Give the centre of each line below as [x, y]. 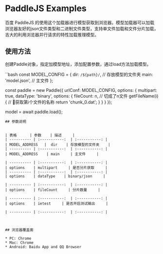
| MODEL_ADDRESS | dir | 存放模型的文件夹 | [58, 144]
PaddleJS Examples [46, 8]
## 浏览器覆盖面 [19, 230]
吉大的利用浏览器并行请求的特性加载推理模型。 [52, 34]
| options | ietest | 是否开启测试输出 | [57, 203]
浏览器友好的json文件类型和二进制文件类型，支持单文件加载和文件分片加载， [82, 28]
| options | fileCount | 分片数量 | [53, 190]
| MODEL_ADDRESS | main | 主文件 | [52, 154]
